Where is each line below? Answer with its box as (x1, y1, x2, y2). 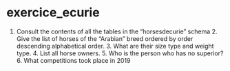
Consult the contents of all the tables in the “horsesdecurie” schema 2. (16, 27, 218, 35)
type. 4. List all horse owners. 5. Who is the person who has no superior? (16, 49, 224, 57)
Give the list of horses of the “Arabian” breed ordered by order (16, 34, 194, 42)
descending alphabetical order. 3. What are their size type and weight (16, 42, 214, 50)
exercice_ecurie (6, 5, 101, 20)
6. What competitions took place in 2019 (16, 56, 131, 64)
